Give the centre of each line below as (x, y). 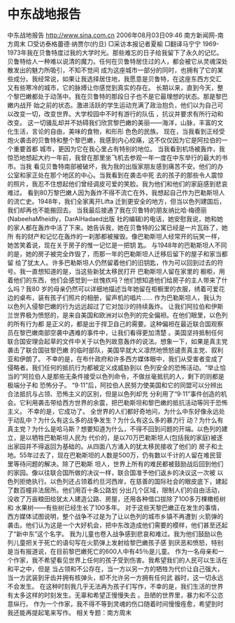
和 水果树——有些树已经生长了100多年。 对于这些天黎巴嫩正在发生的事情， (115, 507)
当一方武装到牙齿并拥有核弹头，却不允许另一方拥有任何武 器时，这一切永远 (115, 577)
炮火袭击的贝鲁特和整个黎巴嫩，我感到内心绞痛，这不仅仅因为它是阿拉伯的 (114, 140)
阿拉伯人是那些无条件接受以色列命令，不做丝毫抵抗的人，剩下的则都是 (123, 376)
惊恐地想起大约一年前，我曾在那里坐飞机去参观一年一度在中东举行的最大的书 (117, 157)
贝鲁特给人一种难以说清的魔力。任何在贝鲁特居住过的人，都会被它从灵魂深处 (117, 61)
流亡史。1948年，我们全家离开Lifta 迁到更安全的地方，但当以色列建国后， (119, 201)
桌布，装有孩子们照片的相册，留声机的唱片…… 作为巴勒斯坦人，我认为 (121, 297)
